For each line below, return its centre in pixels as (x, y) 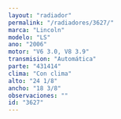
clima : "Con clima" (40, 74)
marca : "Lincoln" (37, 30)
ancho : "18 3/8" (35, 88)
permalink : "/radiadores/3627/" (61, 23)
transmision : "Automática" (52, 59)
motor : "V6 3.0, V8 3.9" (49, 52)
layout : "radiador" (40, 15)
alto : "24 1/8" (33, 81)
